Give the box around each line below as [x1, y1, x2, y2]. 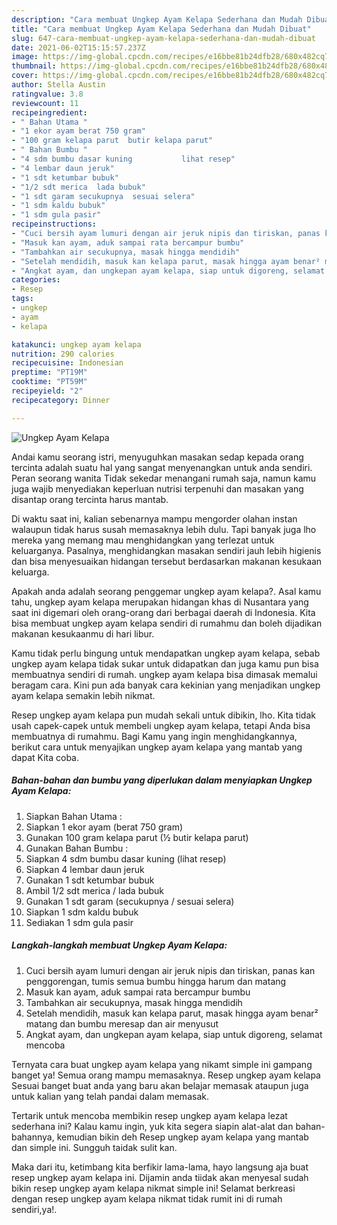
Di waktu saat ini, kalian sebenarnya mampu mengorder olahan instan [11, 512, 298, 525]
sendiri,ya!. [11, 1203, 58, 1215]
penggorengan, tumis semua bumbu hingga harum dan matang [25, 975, 287, 987]
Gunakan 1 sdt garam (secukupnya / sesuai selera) [25, 895, 235, 907]
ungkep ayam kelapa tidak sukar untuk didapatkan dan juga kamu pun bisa [11, 657, 319, 670]
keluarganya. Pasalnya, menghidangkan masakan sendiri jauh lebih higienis [11, 544, 322, 556]
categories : [11, 275, 61, 285]
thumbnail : [11, 61, 57, 71]
